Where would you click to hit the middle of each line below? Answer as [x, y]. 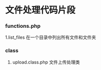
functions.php [23, 26]
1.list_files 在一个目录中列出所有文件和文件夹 [51, 37]
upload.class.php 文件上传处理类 [46, 62]
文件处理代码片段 [40, 10]
